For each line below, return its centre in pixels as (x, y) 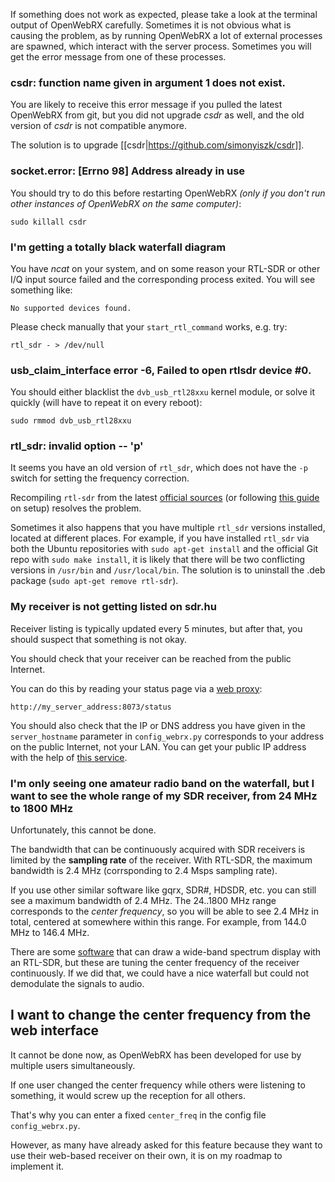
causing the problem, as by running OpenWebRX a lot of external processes (166, 35)
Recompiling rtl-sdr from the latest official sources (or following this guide (165, 498)
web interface (55, 1030)
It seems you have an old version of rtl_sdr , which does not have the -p (159, 468)
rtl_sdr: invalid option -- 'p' (77, 446)
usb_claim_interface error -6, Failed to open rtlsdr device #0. (161, 370)
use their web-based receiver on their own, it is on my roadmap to (146, 1155)
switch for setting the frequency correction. (100, 478)
